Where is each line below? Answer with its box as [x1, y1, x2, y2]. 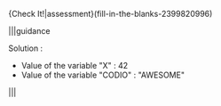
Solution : [8, 43, 43, 53]
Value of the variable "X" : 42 [20, 61, 129, 70]
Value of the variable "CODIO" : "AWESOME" [20, 69, 185, 80]
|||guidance [8, 26, 51, 36]
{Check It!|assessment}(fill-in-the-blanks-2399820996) [8, 9, 213, 19]
